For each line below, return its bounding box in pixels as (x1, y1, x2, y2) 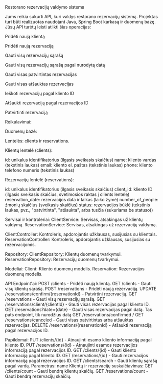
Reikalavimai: (5, 119, 32, 124)
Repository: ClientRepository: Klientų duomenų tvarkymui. (5, 251, 122, 257)
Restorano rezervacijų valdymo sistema (5, 4, 85, 10)
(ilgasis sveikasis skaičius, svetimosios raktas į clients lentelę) (5, 192, 130, 197)
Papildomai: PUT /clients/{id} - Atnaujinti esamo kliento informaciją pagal (5, 337, 152, 342)
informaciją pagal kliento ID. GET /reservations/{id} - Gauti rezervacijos (5, 353, 148, 358)
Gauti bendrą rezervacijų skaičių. (5, 373, 71, 379)
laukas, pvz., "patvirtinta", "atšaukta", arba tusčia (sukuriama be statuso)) (5, 207, 153, 213)
